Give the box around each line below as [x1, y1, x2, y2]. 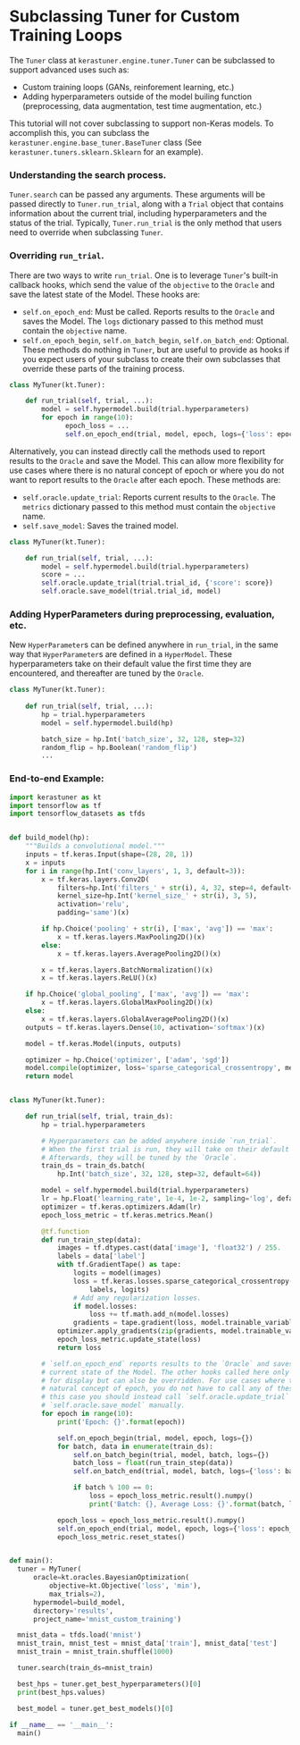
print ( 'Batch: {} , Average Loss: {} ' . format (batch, [88, 1499, 286, 1508]
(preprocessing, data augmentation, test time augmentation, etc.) [21, 100, 262, 111]
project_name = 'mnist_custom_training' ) [32, 1614, 181, 1623]
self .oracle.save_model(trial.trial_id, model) [41, 587, 221, 596]
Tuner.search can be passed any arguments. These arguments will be [9, 190, 266, 200]
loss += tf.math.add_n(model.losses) [88, 1310, 229, 1319]
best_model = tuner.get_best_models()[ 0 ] [17, 1704, 174, 1713]
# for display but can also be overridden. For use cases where [41, 1376, 286, 1385]
